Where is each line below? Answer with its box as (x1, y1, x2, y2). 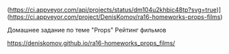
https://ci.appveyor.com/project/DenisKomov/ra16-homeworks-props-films (9, 13, 221, 21)
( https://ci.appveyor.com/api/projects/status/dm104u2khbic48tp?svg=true (7, 6, 217, 13)
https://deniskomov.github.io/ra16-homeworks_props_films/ (7, 39, 176, 47)
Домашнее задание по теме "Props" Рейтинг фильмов (7, 26, 167, 34)
